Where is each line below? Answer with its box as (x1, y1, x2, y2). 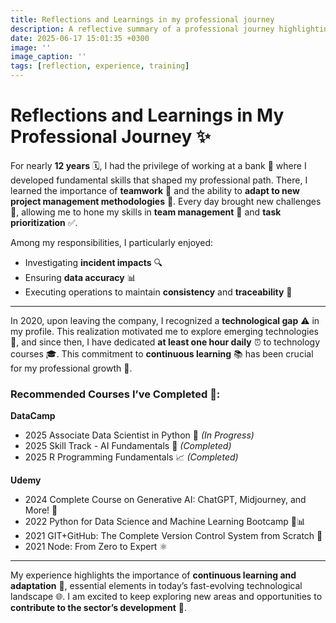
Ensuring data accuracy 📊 (24, 271, 137, 283)
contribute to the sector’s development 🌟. (10, 602, 188, 614)
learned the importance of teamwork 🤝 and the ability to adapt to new (10, 184, 300, 196)
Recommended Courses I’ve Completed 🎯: (10, 387, 221, 401)
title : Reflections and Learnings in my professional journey (10, 14, 275, 25)
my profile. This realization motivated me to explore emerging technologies (10, 325, 319, 337)
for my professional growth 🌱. (10, 362, 133, 374)
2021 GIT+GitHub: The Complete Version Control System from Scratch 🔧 (24, 530, 323, 542)
